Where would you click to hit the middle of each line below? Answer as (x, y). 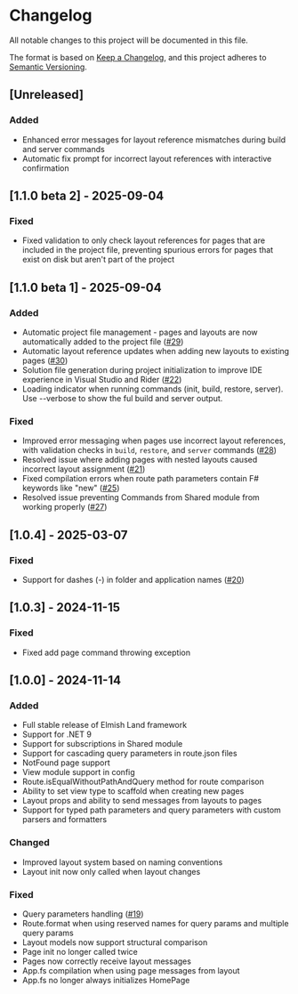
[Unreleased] (47, 95)
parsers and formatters (64, 820)
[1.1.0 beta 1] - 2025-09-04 (85, 287)
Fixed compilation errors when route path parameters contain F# (141, 479)
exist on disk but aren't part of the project (98, 260)
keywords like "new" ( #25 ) (71, 488)
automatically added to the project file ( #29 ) (103, 342)
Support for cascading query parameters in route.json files (129, 754)
